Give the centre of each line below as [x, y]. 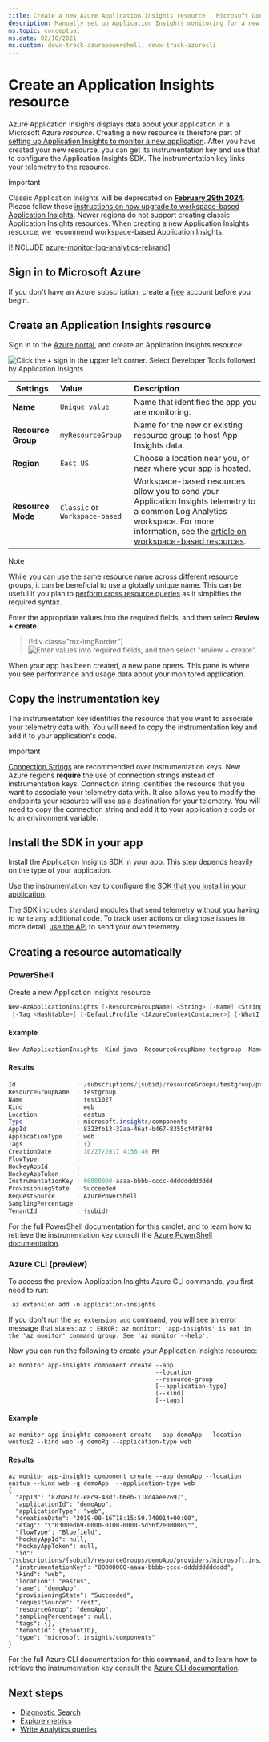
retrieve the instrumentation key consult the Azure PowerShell [110, 1234]
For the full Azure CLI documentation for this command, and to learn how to [133, 1660]
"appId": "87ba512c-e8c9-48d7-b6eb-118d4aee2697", [102, 1498]
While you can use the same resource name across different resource [123, 576]
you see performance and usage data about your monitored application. [127, 674]
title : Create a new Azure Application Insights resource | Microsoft [128, 16]
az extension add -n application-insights [84, 1305]
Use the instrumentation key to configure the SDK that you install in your [127, 886]
